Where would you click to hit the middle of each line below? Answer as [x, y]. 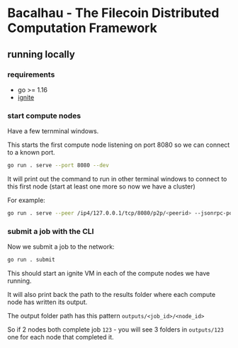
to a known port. [31, 152]
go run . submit [31, 260]
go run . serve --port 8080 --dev [58, 165]
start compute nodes [44, 116]
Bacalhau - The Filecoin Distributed [113, 13]
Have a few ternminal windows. [53, 131]
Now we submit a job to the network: [61, 247]
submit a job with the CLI [51, 231]
